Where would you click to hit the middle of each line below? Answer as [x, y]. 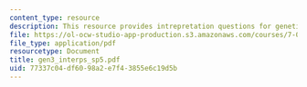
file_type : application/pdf [63, 43]
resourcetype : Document [55, 52]
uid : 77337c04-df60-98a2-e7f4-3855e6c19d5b [94, 69]
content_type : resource [55, 18]
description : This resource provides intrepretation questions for [141, 26]
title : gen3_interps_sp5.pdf [65, 60]
